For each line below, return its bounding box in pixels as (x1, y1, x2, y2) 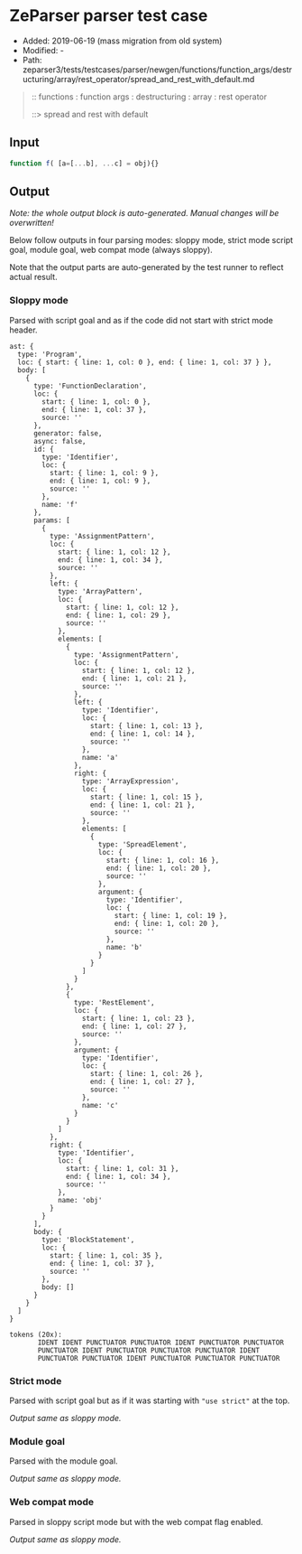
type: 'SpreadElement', (97, 839, 188, 849)
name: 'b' (105, 942, 143, 951)
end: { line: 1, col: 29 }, (66, 611, 171, 620)
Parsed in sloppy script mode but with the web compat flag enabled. (9, 1516, 263, 1527)
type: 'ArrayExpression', (81, 776, 179, 786)
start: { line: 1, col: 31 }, (66, 1164, 179, 1173)
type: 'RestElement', (73, 997, 155, 1007)
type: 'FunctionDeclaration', (32, 381, 147, 390)
